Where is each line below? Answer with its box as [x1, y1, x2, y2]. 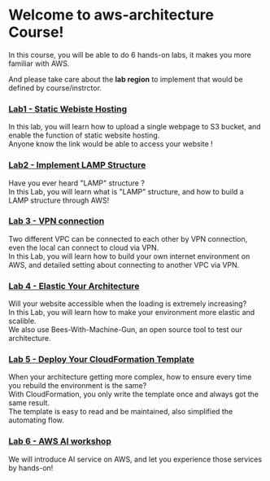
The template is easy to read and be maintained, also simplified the [8, 407, 233, 417]
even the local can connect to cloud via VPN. [8, 243, 159, 252]
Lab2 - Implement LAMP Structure [8, 160, 146, 171]
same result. [8, 398, 50, 408]
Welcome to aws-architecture [8, 6, 214, 24]
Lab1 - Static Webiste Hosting [8, 103, 128, 115]
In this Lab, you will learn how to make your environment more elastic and [8, 308, 255, 317]
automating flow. [8, 415, 65, 425]
